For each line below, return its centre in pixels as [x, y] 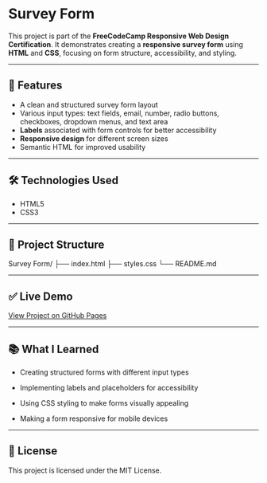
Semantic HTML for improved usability [83, 147]
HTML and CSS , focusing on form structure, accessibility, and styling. [122, 53]
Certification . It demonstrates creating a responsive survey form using [126, 44]
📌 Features [35, 86]
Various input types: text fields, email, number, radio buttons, [120, 113]
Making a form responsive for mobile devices [94, 418]
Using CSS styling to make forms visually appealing [104, 403]
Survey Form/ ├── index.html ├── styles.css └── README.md [112, 264]
